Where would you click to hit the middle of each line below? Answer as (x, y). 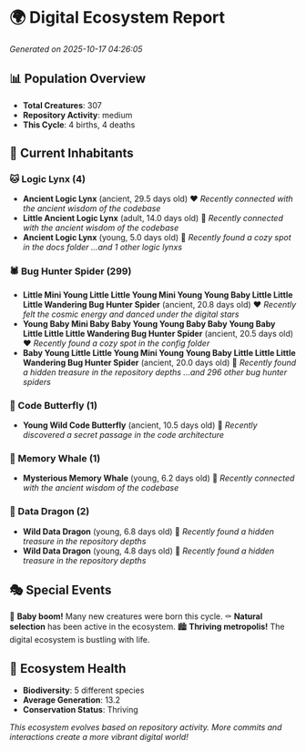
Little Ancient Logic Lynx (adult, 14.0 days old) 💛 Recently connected (153, 218)
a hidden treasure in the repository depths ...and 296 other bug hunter (155, 372)
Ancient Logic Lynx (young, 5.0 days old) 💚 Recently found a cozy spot (157, 238)
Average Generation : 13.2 (71, 700)
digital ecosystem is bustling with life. (80, 640)
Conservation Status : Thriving (80, 710)
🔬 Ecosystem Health (68, 669)
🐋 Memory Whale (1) (55, 458)
